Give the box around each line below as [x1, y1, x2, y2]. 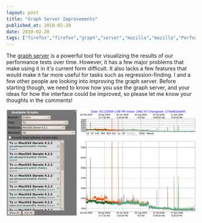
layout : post [6, 10, 39, 16]
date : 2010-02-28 [6, 29, 50, 35]
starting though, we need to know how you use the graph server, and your [6, 84, 190, 91]
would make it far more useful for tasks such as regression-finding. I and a [6, 71, 191, 79]
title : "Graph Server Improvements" [6, 16, 98, 22]
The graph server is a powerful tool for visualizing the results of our [6, 52, 173, 59]
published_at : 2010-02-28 [6, 22, 71, 28]
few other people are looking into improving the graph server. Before [6, 78, 176, 85]
